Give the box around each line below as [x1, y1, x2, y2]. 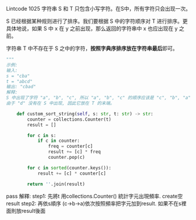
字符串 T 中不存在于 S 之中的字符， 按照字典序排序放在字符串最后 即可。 [6, 45, 178, 52]
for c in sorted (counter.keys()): [27, 165, 111, 171]
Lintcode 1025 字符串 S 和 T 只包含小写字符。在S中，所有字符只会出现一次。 [6, 5, 191, 12]
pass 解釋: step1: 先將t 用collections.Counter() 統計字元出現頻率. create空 [6, 192, 183, 199]
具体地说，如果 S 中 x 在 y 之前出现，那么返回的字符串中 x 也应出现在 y [6, 25, 178, 32]
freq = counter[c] [48, 144, 93, 149]
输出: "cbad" [6, 84, 36, 90]
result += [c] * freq [48, 149, 101, 155]
